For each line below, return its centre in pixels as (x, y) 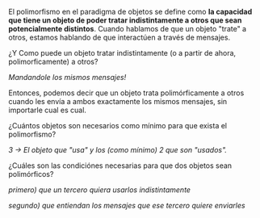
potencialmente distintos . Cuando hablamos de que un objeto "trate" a (128, 29)
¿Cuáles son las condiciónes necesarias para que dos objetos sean (120, 166)
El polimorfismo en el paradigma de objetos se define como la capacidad (130, 12)
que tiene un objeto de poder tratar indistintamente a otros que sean (125, 20)
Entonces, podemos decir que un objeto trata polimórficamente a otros (126, 93)
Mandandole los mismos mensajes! (67, 77)
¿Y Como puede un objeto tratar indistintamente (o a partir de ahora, (122, 53)
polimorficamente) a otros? (53, 61)
